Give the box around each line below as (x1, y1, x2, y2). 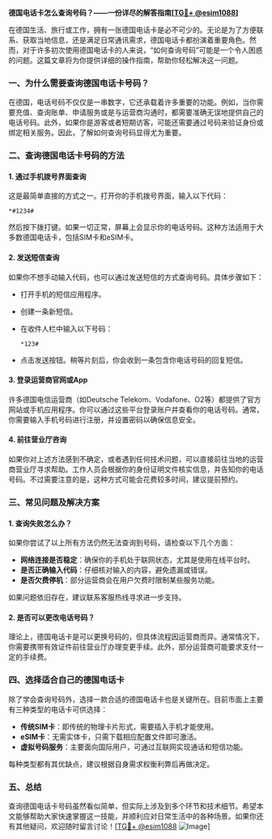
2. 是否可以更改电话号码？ (8, 612, 96, 622)
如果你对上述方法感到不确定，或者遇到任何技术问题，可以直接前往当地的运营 (8, 455, 264, 464)
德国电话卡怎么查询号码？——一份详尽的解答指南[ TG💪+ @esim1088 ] (8, 8, 239, 17)
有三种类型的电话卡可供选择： (8, 704, 108, 714)
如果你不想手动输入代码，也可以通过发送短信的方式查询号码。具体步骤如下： (8, 272, 264, 282)
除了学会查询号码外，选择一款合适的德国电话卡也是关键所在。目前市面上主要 (8, 694, 264, 704)
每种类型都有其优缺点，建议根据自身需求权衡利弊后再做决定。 (8, 759, 215, 769)
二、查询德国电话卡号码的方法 (8, 150, 125, 161)
